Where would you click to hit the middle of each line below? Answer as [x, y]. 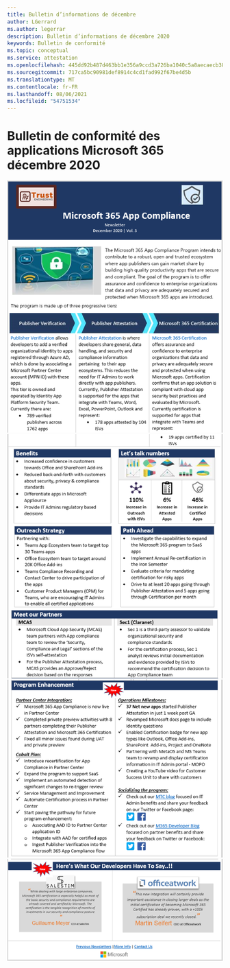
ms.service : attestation [42, 58]
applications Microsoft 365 [86, 151]
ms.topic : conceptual [38, 51]
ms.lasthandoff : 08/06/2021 [47, 94]
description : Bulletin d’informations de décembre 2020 [88, 36]
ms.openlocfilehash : [37, 65]
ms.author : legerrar [37, 29]
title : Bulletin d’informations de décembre [72, 14]
